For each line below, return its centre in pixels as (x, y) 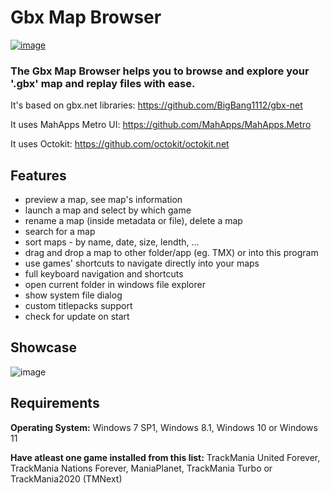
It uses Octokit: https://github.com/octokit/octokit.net (120, 144)
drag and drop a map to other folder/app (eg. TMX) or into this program (171, 253)
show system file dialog (73, 295)
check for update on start (77, 317)
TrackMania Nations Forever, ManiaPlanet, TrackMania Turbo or (141, 468)
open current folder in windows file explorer (115, 285)
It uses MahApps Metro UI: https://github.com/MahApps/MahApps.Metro (161, 125)
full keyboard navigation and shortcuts (104, 274)
